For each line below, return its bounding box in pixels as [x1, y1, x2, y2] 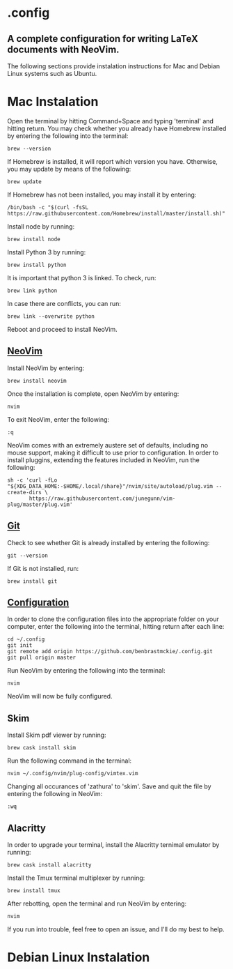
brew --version [7, 145, 51, 152]
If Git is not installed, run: [7, 564, 79, 572]
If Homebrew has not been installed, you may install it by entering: [7, 190, 197, 199]
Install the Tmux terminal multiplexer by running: [7, 873, 145, 882]
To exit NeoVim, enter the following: [7, 415, 110, 423]
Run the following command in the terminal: [7, 756, 132, 765]
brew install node [7, 236, 61, 243]
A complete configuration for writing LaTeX [7, 33, 198, 45]
